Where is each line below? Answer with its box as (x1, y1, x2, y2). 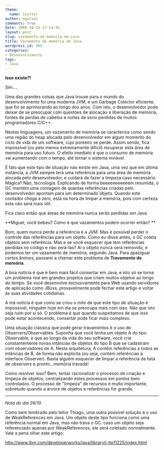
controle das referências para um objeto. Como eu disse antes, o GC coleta (5, 235, 157, 240)
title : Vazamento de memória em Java (5, 39, 82, 44)
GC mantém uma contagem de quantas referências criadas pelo (5, 185, 134, 191)
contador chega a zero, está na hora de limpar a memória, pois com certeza (5, 196, 158, 201)
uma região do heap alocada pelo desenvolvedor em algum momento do (5, 135, 151, 140)
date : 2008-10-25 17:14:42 (5, 25, 60, 30)
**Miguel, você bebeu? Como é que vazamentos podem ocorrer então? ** (5, 220, 156, 226)
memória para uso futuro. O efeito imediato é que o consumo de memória (5, 150, 153, 156)
